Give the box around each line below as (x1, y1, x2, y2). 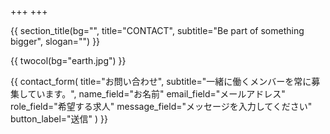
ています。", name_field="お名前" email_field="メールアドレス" (27, 88, 286, 100)
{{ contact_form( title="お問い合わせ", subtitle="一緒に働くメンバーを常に (10, 76, 312, 87)
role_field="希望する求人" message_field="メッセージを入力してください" (10, 101, 313, 112)
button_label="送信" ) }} (10, 113, 108, 125)
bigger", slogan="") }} (10, 36, 101, 47)
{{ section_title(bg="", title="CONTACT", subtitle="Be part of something (10, 25, 305, 36)
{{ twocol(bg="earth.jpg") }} (10, 55, 127, 66)
